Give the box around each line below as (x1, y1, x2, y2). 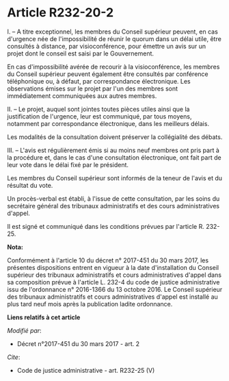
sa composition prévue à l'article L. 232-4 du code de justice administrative (7, 278, 220, 286)
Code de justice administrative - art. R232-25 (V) (16, 366, 155, 374)
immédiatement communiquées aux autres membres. (7, 91, 157, 100)
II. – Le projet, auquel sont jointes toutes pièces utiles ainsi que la (7, 105, 190, 113)
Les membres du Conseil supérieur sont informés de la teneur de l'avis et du (7, 173, 223, 182)
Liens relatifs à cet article (7, 313, 81, 321)
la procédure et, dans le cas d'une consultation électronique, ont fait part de (7, 153, 221, 162)
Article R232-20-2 (7, 5, 114, 21)
